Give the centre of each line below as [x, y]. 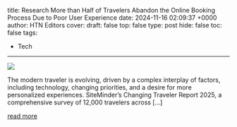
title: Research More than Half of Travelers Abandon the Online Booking [111, 10]
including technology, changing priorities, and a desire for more [99, 87]
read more [22, 116]
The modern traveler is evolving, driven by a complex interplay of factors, [114, 80]
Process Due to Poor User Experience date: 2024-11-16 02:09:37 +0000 [112, 18]
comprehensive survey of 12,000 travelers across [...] [85, 102]
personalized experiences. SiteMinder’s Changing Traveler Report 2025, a [115, 95]
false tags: [23, 32]
